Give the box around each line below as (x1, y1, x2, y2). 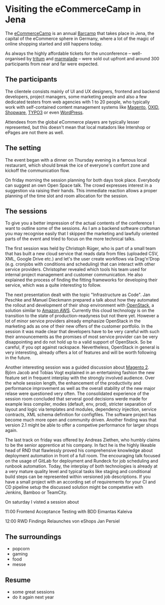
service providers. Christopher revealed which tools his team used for (5, 266, 147, 272)
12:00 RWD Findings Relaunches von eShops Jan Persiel (5, 518, 120, 524)
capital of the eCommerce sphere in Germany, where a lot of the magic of (5, 36, 155, 42)
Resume (5, 576, 31, 584)
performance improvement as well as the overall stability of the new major (5, 386, 156, 391)
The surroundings (5, 532, 62, 541)
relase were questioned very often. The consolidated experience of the (5, 390, 149, 396)
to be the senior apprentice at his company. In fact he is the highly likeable (5, 442, 156, 448)
